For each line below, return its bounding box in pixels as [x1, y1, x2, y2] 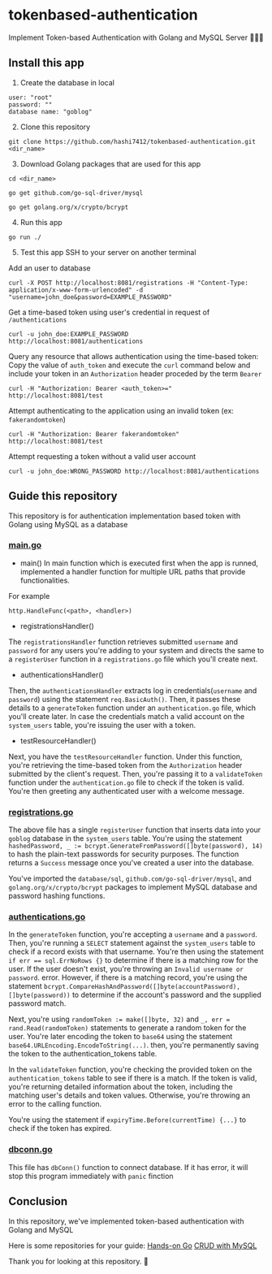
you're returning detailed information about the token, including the [8, 1082, 233, 1092]
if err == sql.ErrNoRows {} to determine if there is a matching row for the [8, 955, 258, 965]
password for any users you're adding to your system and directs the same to [8, 645, 265, 655]
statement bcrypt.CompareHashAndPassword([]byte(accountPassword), [8, 981, 241, 991]
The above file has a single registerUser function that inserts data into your [8, 825, 261, 834]
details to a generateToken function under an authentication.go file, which [8, 703, 256, 713]
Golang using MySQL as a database [8, 519, 128, 529]
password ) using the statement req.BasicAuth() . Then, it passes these [8, 694, 241, 704]
